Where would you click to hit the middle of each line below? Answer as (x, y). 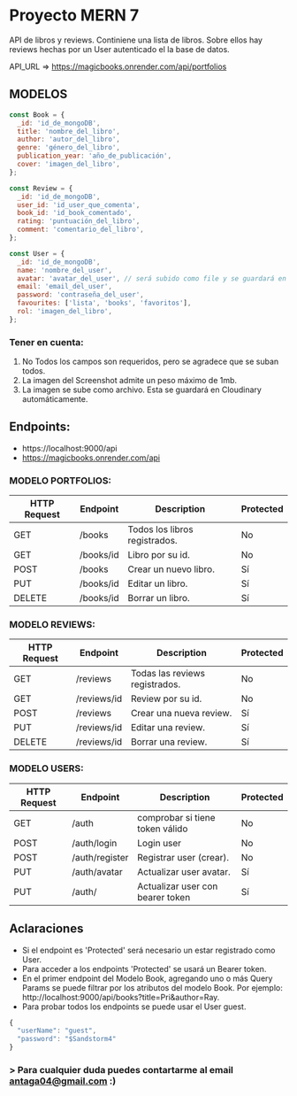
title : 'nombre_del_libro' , (69, 131)
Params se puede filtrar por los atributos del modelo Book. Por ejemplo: (152, 987)
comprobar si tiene (176, 817)
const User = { (37, 253)
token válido (162, 829)
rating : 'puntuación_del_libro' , (79, 221)
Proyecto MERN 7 (74, 15)
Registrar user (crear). (183, 857)
